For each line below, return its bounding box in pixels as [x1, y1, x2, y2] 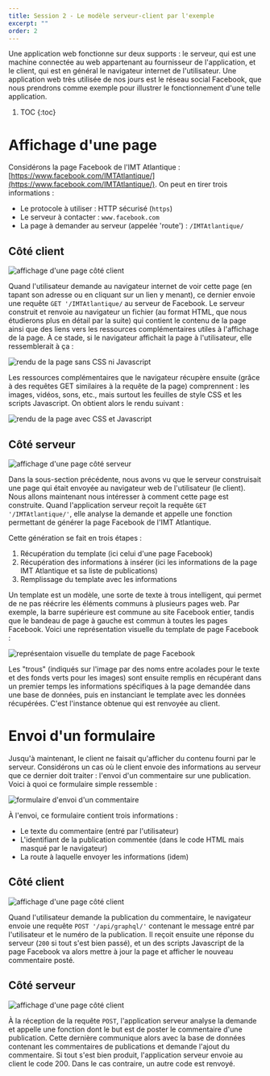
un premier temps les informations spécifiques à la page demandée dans [8, 681, 251, 691]
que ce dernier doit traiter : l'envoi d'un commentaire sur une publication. [8, 770, 251, 780]
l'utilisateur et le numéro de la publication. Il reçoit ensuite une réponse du [8, 929, 255, 939]
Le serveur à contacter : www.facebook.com [19, 212, 160, 222]
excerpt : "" [8, 19, 48, 27]
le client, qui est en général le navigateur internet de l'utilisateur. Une [8, 66, 237, 76]
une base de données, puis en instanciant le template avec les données [8, 689, 246, 699]
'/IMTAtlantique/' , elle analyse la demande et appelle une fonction [8, 509, 232, 518]
